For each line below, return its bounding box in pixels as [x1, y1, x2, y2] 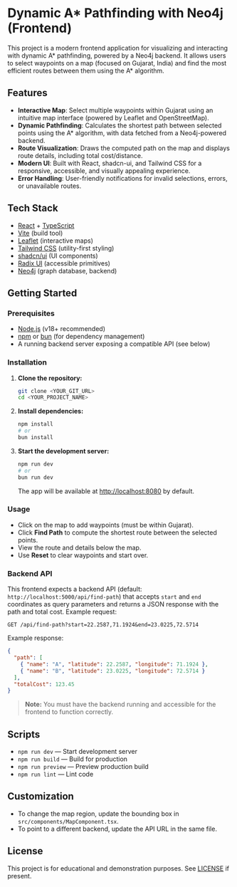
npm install [17, 421, 53, 428]
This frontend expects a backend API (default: [7, 585, 142, 594]
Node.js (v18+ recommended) [17, 325, 105, 333]
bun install [17, 434, 53, 441]
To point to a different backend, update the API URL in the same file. [17, 824, 217, 833]
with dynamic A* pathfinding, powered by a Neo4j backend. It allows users [7, 51, 226, 60]
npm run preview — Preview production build [17, 762, 149, 771]
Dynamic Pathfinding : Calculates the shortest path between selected [17, 121, 222, 130]
